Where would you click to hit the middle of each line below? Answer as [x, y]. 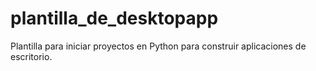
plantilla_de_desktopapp [114, 18]
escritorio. [31, 56]
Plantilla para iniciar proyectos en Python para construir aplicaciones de [158, 46]
